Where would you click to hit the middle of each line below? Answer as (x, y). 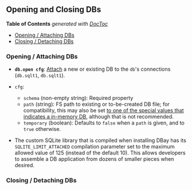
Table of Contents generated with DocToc (57, 23)
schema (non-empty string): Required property (78, 98)
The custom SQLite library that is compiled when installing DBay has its (100, 140)
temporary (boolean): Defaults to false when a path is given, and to (104, 123)
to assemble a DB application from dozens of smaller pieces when (94, 159)
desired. (25, 165)
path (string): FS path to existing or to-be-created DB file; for (96, 104)
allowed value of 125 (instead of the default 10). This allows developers (100, 153)
